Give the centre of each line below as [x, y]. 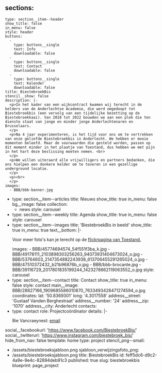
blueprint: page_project [35, 365]
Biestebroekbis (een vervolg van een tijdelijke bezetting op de [72, 113]
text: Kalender [29, 83]
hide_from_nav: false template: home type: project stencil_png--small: [75, 340]
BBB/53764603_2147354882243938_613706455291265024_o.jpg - [80, 259]
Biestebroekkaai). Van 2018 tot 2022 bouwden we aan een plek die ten [78, 117]
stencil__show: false [27, 96]
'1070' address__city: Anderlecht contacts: [54, 306]
